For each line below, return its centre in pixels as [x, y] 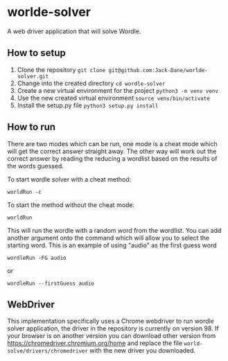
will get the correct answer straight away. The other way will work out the [112, 151]
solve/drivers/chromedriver [48, 351]
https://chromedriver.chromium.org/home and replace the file [95, 343]
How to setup [36, 53]
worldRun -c [24, 192]
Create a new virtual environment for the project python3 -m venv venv [117, 90]
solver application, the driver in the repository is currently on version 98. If [113, 328]
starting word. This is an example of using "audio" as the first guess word [112, 245]
